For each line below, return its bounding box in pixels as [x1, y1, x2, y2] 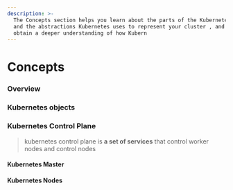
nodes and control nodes [24, 144, 96, 153]
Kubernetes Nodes [7, 176, 63, 184]
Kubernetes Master [7, 160, 64, 169]
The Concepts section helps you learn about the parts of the [13, 17, 197, 24]
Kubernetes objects [7, 103, 75, 112]
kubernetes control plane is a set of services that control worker [24, 137, 209, 146]
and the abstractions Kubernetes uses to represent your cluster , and [13, 23, 225, 30]
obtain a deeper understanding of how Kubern [13, 29, 148, 37]
